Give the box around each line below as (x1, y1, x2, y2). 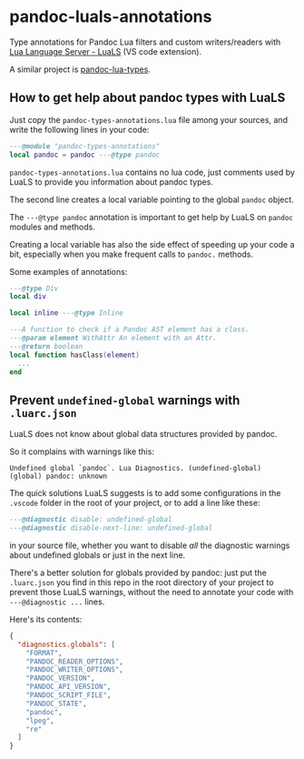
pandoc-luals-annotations (9, 6, 212, 27)
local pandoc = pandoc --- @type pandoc (9, 150, 161, 159)
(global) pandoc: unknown (9, 471, 107, 481)
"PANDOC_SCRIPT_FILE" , (25, 691, 112, 700)
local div (9, 292, 47, 301)
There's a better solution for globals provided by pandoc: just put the (9, 567, 268, 578)
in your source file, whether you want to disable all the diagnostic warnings (9, 540, 290, 551)
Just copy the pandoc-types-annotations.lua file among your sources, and (9, 114, 289, 125)
